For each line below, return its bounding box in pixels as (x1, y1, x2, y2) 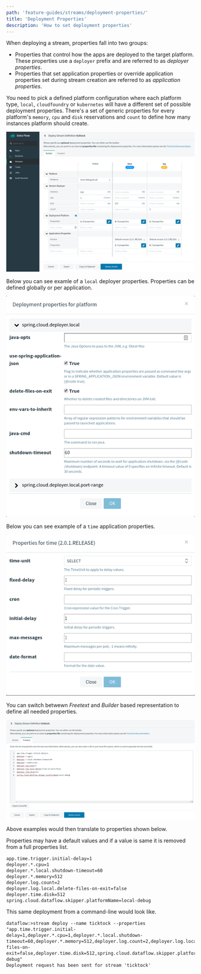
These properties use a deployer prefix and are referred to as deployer (14, 57, 189, 65)
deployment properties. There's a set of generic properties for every (6, 107, 175, 114)
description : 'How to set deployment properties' (6, 22, 133, 28)
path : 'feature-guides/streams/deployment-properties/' (6, 10, 148, 16)
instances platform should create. (6, 120, 89, 127)
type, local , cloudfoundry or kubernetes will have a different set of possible (6, 101, 191, 108)
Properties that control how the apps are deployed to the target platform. (14, 51, 194, 58)
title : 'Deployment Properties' (6, 16, 87, 22)
